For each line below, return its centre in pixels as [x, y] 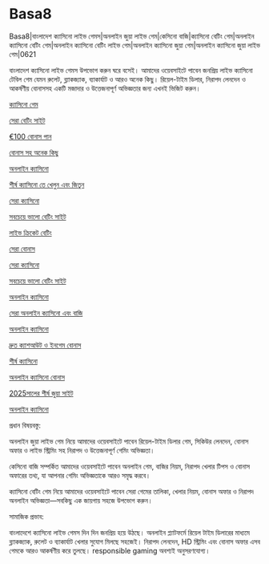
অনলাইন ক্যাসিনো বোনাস [37, 377]
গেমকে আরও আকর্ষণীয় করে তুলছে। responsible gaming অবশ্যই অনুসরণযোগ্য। [110, 550]
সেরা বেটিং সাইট [27, 120]
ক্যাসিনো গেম [24, 104]
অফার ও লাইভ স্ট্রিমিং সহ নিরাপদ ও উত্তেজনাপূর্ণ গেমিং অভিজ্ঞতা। [82, 450]
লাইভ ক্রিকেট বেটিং [30, 233]
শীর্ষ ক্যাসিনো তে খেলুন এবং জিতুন [47, 185]
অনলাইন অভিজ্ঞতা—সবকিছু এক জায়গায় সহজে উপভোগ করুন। [81, 500]
